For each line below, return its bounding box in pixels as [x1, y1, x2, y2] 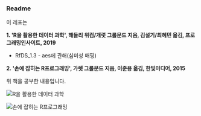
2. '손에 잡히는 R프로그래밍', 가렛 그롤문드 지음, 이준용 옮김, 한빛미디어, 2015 [6, 65, 186, 72]
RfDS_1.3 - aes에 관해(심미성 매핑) [14, 52, 97, 59]
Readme [6, 4, 31, 13]
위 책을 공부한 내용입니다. [6, 77, 66, 85]
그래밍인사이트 [6, 39, 41, 47]
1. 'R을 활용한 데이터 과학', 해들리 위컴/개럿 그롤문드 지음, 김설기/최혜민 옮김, [6, 31, 184, 39]
